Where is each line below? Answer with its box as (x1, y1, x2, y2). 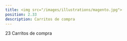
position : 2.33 (5, 12, 37, 17)
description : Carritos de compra (5, 16, 75, 21)
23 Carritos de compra (5, 30, 52, 36)
